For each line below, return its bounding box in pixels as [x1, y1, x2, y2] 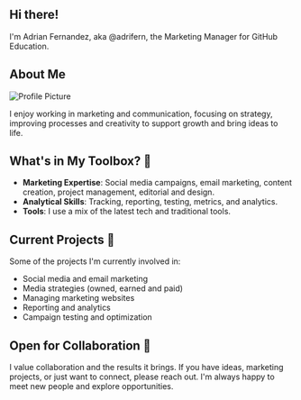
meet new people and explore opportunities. [9, 381, 174, 392]
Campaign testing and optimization [22, 312, 153, 323]
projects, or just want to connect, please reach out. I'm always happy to [9, 371, 275, 382]
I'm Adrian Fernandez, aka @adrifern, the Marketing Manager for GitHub [9, 31, 278, 41]
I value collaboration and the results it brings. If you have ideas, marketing [9, 362, 284, 373]
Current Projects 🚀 [9, 232, 115, 247]
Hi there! [9, 7, 59, 23]
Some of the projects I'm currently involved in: [9, 256, 181, 267]
